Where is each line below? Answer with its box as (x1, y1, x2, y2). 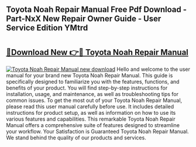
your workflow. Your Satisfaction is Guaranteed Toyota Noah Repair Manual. (6, 128, 189, 135)
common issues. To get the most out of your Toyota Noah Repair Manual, (6, 97, 183, 104)
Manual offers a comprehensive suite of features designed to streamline (6, 122, 180, 128)
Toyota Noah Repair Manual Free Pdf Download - (6, 5, 187, 15)
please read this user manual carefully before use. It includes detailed (6, 103, 174, 110)
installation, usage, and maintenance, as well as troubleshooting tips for (6, 91, 179, 97)
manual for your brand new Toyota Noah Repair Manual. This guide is (6, 72, 173, 78)
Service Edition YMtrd (6, 23, 88, 33)
